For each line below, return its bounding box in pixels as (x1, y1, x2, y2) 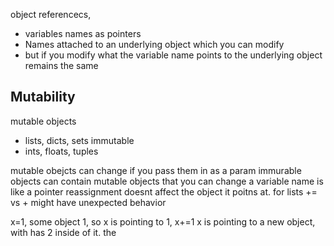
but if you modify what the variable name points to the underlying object (24, 49, 323, 61)
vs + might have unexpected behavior (10, 196, 167, 208)
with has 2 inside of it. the (10, 226, 117, 238)
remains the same (24, 60, 99, 71)
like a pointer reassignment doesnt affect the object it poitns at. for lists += (10, 185, 318, 198)
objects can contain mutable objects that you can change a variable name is (10, 175, 324, 187)
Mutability (10, 89, 76, 106)
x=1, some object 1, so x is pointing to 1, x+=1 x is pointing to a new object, (10, 215, 316, 228)
